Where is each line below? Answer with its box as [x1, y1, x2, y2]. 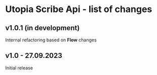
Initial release [5, 64, 33, 71]
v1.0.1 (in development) [5, 24, 80, 32]
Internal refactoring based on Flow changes [5, 37, 97, 43]
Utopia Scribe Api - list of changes [5, 4, 152, 15]
